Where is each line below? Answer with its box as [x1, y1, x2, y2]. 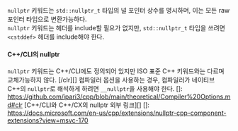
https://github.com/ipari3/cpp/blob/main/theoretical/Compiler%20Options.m [7, 92, 231, 101]
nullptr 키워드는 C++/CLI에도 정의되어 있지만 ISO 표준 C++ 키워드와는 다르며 [7, 67, 225, 75]
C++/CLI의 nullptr [7, 50, 60, 58]
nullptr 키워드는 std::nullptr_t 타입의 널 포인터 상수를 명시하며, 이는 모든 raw [7, 6, 230, 14]
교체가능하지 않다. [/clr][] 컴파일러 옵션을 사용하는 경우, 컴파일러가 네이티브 [7, 76, 215, 85]
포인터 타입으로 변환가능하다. [7, 15, 87, 23]
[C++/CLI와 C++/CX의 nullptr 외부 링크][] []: [24, 101, 150, 109]
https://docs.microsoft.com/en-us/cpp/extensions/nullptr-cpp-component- [7, 108, 227, 118]
